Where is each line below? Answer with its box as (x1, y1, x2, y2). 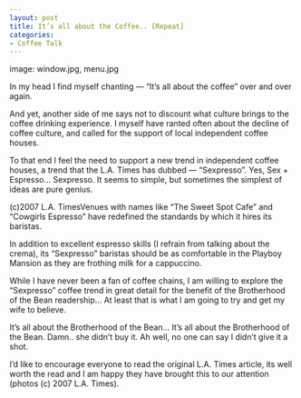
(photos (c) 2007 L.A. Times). (9, 378, 120, 389)
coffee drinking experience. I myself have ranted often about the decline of (9, 118, 289, 129)
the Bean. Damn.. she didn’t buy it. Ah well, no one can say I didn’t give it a (9, 332, 288, 343)
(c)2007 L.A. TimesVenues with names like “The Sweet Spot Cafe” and (9, 202, 274, 213)
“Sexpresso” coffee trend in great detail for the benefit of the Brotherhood (9, 285, 286, 296)
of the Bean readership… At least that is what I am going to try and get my (9, 294, 286, 305)
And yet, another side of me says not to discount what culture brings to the (9, 108, 290, 119)
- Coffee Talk (9, 38, 63, 48)
